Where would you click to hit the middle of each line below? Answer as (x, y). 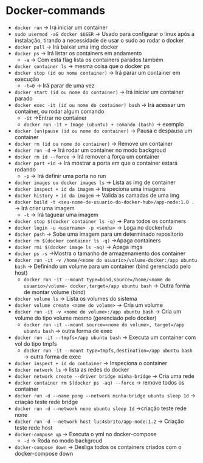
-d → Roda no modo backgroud (63, 441)
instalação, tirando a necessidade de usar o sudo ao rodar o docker (99, 40)
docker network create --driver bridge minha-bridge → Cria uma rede (105, 376)
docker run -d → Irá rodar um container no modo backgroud (90, 150)
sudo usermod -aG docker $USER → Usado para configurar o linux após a (105, 33)
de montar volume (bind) (54, 292)
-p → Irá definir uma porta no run (65, 176)
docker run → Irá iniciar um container (61, 27)
